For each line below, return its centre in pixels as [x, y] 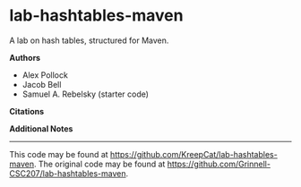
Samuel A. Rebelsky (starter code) [86, 94]
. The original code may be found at [99, 164]
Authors [25, 57]
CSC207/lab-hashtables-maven [68, 173]
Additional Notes [41, 128]
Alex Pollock [45, 75]
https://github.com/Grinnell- [219, 164]
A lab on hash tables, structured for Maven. [89, 40]
